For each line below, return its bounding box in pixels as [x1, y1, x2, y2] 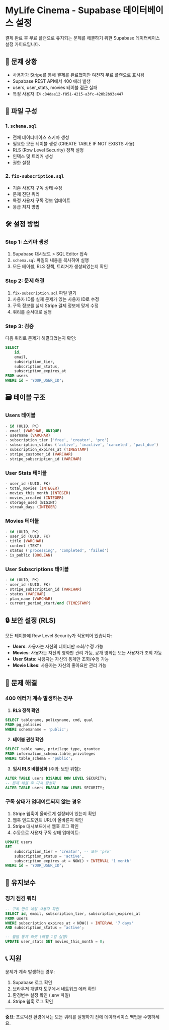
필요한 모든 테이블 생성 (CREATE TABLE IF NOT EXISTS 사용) [12, 141, 135, 147]
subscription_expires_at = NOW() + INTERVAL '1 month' [14, 858, 132, 863]
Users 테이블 [5, 412, 36, 419]
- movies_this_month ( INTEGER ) [5, 490, 71, 495]
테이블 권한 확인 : [12, 737, 45, 743]
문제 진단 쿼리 [12, 191, 40, 197]
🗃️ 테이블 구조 [5, 393, 46, 402]
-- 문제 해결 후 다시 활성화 [5, 781, 56, 786]
